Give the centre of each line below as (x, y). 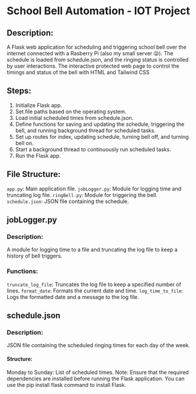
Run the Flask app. (38, 155)
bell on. (24, 143)
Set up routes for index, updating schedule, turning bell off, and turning (102, 136)
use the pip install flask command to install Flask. (67, 385)
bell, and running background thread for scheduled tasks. (85, 130)
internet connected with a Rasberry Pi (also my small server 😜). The (90, 53)
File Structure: (34, 174)
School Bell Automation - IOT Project (98, 11)
